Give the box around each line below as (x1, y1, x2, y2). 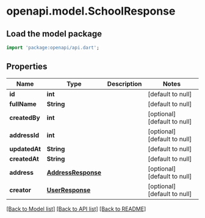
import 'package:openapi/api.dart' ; (6, 44, 99, 51)
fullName (9, 99, 37, 108)
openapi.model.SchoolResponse (6, 4, 176, 18)
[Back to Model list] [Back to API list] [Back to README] (6, 205, 146, 213)
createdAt (9, 154, 40, 163)
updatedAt (9, 144, 41, 153)
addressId (9, 131, 40, 139)
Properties (6, 62, 48, 72)
